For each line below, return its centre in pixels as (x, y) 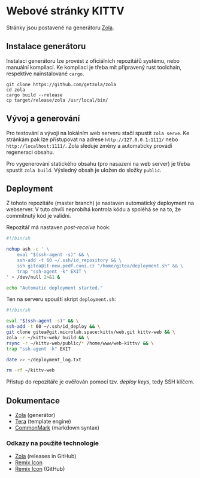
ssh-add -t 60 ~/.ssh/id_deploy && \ (53, 327)
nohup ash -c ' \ (28, 249)
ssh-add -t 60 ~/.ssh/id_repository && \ (69, 260)
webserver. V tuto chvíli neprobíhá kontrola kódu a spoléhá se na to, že (94, 209)
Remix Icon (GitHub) (40, 469)
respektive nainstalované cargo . (45, 74)
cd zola (16, 90)
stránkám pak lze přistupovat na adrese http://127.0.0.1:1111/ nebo (92, 139)
